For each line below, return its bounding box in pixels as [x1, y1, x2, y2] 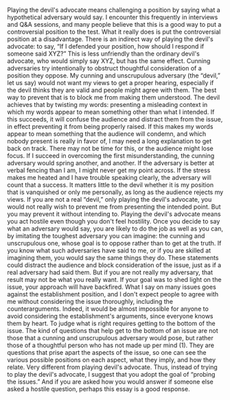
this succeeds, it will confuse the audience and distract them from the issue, [7, 115, 223, 123]
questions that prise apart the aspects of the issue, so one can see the [7, 349, 207, 356]
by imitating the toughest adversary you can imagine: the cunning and [7, 232, 205, 239]
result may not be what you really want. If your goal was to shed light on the [7, 276, 222, 283]
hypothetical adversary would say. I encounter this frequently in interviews [7, 13, 218, 21]
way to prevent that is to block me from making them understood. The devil [7, 93, 220, 102]
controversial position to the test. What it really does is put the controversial [7, 27, 221, 36]
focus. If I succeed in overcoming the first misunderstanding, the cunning [7, 152, 215, 160]
